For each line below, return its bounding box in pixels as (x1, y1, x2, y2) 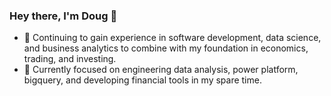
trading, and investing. (23, 53, 117, 65)
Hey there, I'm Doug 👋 (9, 9, 118, 23)
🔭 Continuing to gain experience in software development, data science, (23, 32, 322, 44)
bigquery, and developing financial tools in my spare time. (23, 74, 262, 86)
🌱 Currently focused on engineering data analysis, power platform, (23, 64, 299, 76)
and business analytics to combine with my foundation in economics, (23, 42, 309, 54)
